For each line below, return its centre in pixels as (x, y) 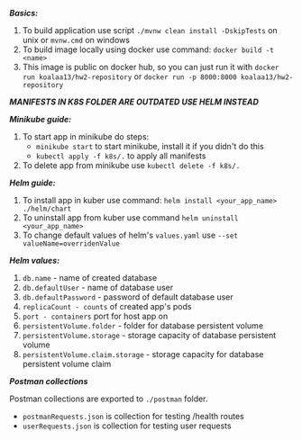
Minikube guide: (41, 119)
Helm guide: (32, 183)
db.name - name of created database (90, 278)
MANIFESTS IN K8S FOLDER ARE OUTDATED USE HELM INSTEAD (134, 102)
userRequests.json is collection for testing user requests (127, 426)
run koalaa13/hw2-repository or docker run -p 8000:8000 (129, 76)
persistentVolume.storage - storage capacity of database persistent (149, 335)
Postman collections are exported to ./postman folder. (109, 399)
